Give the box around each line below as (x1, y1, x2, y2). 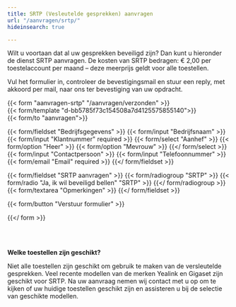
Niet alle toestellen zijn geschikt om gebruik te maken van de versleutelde (7, 262, 222, 270)
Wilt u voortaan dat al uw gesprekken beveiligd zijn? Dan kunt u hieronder (7, 49, 223, 57)
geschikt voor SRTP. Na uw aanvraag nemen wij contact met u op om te (7, 277, 217, 286)
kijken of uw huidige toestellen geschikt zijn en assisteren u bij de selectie (7, 284, 223, 293)
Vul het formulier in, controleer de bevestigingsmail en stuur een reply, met (7, 78, 225, 86)
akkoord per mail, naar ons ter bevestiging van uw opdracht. (7, 85, 183, 94)
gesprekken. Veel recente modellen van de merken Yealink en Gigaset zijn (7, 270, 223, 278)
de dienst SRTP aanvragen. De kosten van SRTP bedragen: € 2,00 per (7, 56, 212, 65)
